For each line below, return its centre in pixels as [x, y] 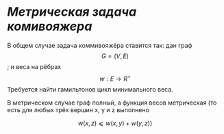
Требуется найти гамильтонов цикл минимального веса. [90, 89]
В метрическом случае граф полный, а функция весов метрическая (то [112, 103]
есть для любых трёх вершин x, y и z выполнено [78, 109]
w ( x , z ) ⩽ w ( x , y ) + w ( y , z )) [115, 123]
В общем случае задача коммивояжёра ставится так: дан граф [100, 45]
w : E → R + [115, 78]
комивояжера [50, 26]
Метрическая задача [72, 12]
